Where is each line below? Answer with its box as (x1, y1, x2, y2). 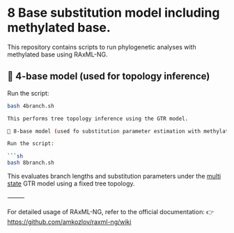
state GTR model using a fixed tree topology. (7, 179, 135, 188)
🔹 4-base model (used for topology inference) (7, 70, 210, 82)
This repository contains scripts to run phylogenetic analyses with (7, 43, 196, 51)
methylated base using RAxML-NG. (7, 50, 108, 59)
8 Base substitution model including (7, 5, 220, 21)
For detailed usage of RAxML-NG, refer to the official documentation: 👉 (7, 208, 214, 216)
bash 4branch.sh (7, 103, 54, 110)
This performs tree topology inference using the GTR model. (7, 115, 189, 122)
